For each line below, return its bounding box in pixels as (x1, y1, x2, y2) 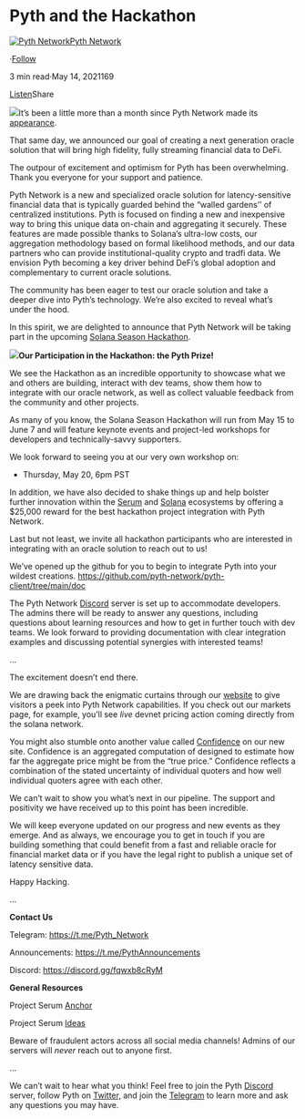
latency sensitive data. (9, 858, 94, 869)
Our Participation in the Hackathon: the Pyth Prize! (18, 350, 214, 361)
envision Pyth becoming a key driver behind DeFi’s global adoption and (9, 257, 276, 268)
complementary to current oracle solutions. (9, 266, 172, 278)
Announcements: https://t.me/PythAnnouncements (9, 947, 201, 958)
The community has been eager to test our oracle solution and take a (9, 284, 269, 295)
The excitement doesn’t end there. (9, 672, 138, 683)
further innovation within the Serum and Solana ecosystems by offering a (9, 496, 284, 507)
